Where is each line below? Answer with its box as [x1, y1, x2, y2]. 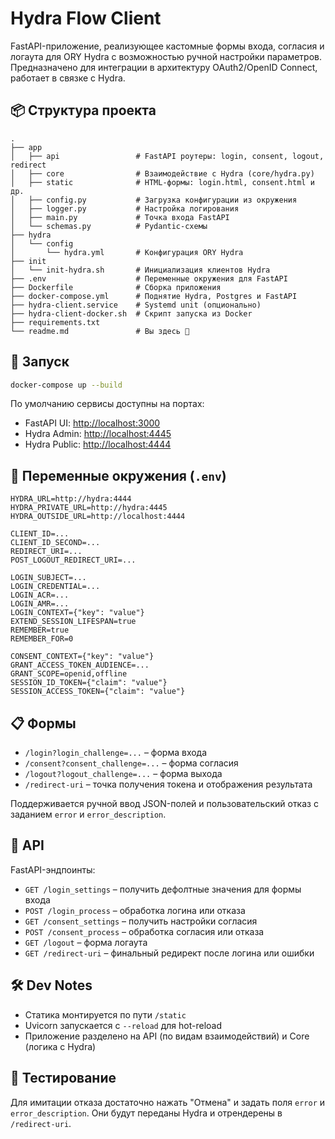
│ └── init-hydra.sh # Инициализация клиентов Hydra [10, 265, 271, 275]
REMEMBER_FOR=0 [10, 634, 74, 644]
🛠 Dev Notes [10, 977, 93, 994]
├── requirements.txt [10, 317, 101, 327]
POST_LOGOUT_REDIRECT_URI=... [10, 555, 137, 566]
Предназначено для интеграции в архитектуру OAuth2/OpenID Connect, [10, 61, 318, 73]
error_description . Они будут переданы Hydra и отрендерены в [10, 1107, 283, 1119]
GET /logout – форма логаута [24, 936, 148, 948]
